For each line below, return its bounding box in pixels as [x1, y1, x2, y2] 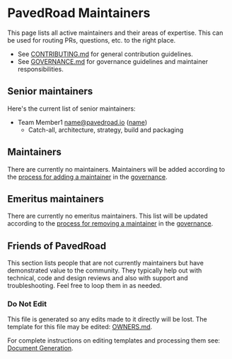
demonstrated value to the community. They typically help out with [7, 266, 202, 275]
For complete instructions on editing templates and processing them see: [7, 336, 221, 345]
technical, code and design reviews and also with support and [7, 274, 188, 282]
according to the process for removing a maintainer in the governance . [7, 219, 214, 228]
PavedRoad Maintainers [7, 5, 151, 21]
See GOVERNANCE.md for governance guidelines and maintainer [17, 57, 209, 65]
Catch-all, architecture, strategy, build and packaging [28, 126, 184, 134]
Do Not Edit [7, 299, 47, 309]
